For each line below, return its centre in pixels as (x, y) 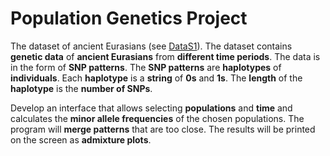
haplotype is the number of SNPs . (81, 88)
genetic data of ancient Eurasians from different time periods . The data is (165, 56)
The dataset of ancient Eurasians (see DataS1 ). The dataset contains (151, 46)
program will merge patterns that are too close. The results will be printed (163, 129)
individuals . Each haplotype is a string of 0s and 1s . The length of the (156, 78)
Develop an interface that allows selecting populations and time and (151, 108)
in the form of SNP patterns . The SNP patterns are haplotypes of (146, 67)
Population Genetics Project (129, 18)
